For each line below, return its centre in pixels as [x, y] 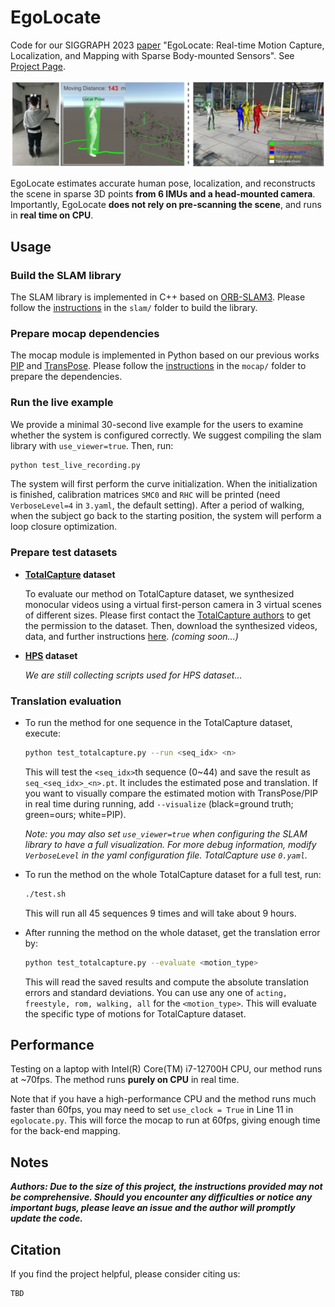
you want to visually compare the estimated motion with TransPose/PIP [171, 793]
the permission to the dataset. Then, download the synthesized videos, [171, 625]
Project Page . [38, 66]
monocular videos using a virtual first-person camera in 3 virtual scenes [173, 604]
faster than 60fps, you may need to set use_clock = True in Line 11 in [152, 1110]
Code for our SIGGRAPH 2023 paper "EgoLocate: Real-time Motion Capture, [167, 45]
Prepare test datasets [64, 553]
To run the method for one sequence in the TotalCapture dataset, [158, 722]
